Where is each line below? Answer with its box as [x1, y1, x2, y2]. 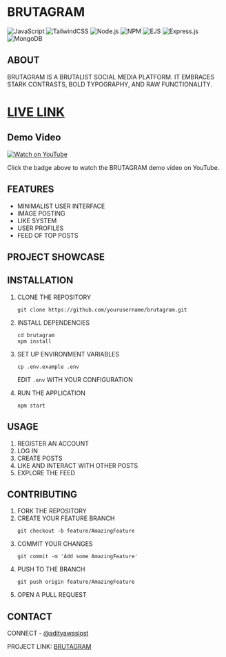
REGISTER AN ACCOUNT [17, 439, 90, 448]
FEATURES [7, 184, 54, 196]
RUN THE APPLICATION [17, 388, 86, 397]
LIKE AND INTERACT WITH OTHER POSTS [17, 461, 138, 470]
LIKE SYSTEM [17, 216, 57, 225]
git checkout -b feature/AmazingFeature [17, 528, 135, 535]
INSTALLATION [7, 274, 74, 287]
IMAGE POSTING [17, 209, 65, 218]
